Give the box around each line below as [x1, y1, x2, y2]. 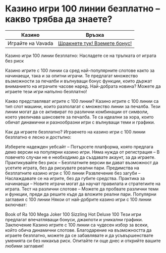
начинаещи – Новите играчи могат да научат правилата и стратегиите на [5, 181, 161, 187]
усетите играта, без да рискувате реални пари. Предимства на [5, 165, 140, 171]
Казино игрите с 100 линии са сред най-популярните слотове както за [5, 67, 155, 73]
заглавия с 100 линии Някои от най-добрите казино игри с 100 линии [5, 196, 152, 202]
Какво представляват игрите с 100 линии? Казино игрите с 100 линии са [5, 98, 159, 104]
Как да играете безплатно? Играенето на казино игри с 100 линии [5, 128, 146, 134]
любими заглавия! [5, 243, 44, 249]
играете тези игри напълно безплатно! [5, 88, 87, 94]
